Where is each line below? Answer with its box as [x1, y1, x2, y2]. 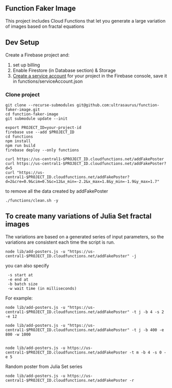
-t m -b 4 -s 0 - [129, 349, 167, 355]
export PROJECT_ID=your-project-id [5, 125, 82, 130]
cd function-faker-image [5, 112, 59, 117]
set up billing [12, 62, 40, 68]
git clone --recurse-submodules [5, 102, 74, 107]
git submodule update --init [5, 116, 68, 121]
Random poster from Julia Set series [5, 363, 83, 369]
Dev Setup [5, 38, 40, 47]
